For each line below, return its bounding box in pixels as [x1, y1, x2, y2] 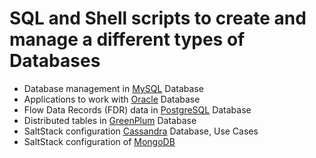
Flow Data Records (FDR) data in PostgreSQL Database [23, 103, 252, 116]
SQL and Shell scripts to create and [9, 7, 307, 30]
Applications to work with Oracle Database [23, 93, 201, 105]
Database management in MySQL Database [23, 82, 204, 94]
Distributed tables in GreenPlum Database [23, 114, 197, 126]
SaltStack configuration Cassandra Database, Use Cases [23, 125, 259, 137]
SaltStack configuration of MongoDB [23, 135, 176, 147]
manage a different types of [9, 28, 246, 51]
